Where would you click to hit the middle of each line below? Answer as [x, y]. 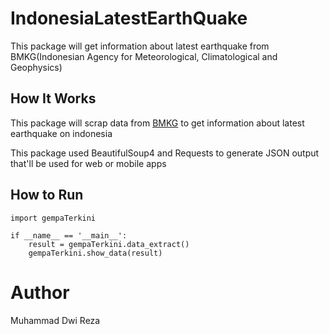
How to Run [47, 195]
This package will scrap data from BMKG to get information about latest [157, 123]
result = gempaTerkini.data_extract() [109, 244]
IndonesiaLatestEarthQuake [129, 18]
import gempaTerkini [53, 218]
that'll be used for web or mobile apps [88, 163]
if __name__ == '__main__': [69, 235]
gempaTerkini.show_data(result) [95, 253]
